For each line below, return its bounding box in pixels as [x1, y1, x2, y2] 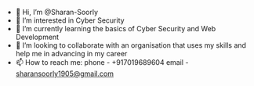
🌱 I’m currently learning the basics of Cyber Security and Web [15, 24, 216, 33]
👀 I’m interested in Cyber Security [15, 16, 125, 25]
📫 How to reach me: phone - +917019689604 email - [15, 58, 189, 66]
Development [15, 32, 60, 41]
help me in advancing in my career [15, 49, 128, 58]
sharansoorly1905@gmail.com [15, 69, 114, 78]
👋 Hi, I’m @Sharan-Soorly [15, 8, 99, 16]
